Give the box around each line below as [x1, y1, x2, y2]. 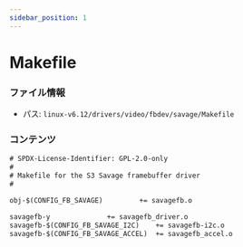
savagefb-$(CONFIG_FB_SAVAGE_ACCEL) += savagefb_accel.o [9, 229, 233, 238]
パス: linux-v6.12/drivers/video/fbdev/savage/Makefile [22, 109, 235, 119]
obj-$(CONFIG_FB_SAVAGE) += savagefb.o [9, 195, 193, 204]
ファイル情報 [9, 86, 66, 99]
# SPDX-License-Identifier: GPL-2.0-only [9, 155, 169, 164]
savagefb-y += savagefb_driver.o [9, 212, 189, 222]
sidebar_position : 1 [9, 13, 88, 23]
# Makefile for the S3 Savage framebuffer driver [9, 171, 201, 181]
